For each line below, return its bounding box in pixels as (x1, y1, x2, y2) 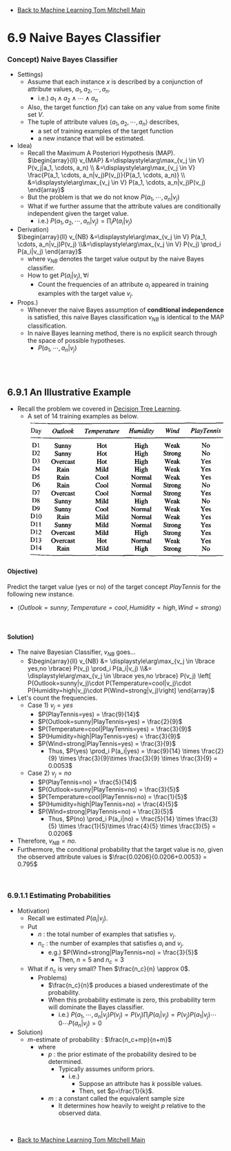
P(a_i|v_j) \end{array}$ (17, 247, 82, 256)
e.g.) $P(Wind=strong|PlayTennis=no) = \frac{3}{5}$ (48, 948, 199, 956)
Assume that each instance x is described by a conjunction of (27, 77, 203, 86)
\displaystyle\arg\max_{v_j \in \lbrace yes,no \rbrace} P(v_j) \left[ (27, 671, 212, 680)
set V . (27, 111, 45, 119)
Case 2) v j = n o (27, 769, 72, 778)
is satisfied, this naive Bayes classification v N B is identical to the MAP (27, 312, 225, 323)
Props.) (17, 298, 39, 306)
